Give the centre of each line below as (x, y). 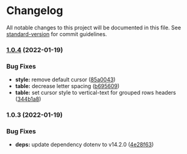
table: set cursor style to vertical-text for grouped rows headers (96, 93)
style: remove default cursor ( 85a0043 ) (65, 79)
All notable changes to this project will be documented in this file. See (94, 28)
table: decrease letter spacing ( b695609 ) (67, 86)
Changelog (35, 11)
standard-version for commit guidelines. (57, 34)
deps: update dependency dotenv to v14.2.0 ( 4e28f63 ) (84, 145)
